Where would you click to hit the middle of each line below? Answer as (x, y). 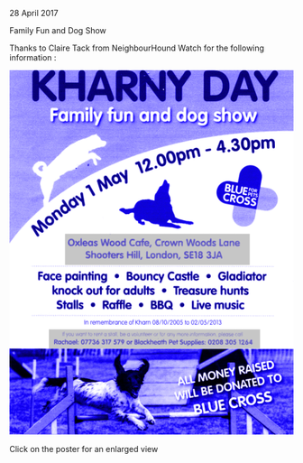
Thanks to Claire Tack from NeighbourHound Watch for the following (137, 48)
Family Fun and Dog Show (58, 30)
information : (33, 57)
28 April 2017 (34, 13)
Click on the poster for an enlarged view (84, 449)
